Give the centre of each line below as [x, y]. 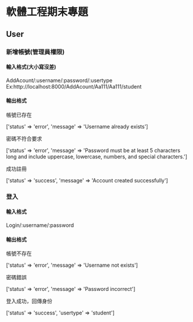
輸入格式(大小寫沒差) [31, 67]
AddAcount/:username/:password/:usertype [59, 80]
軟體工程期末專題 [47, 12]
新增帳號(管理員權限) [35, 52]
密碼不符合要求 [24, 138]
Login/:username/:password [40, 225]
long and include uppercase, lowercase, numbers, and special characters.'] [97, 157]
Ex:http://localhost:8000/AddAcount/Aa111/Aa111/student [74, 86]
